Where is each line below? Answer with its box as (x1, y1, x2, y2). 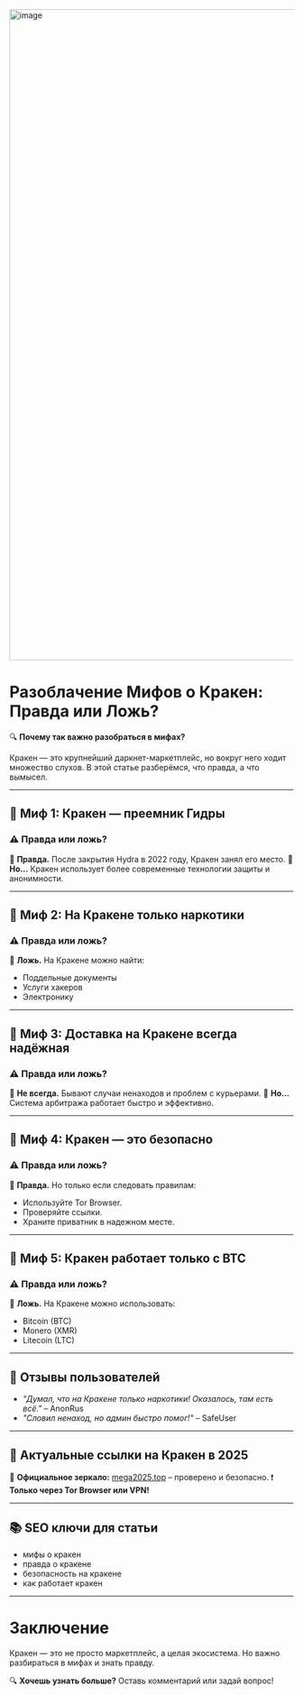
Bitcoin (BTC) (22, 1316, 72, 1327)
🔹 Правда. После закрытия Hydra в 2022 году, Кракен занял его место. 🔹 (9, 853, 293, 864)
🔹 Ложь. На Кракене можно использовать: (9, 1298, 176, 1309)
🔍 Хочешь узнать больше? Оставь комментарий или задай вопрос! (9, 1675, 274, 1686)
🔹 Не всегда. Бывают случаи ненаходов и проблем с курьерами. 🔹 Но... (9, 1088, 290, 1099)
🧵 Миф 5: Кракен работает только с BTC (9, 1251, 246, 1267)
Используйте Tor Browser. (22, 1197, 123, 1208)
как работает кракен (22, 1578, 103, 1589)
